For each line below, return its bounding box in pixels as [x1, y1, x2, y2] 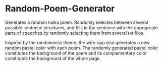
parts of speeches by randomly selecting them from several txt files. [5, 30, 145, 36]
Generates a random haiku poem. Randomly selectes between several [5, 19, 148, 25]
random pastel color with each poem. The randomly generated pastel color [5, 45, 159, 51]
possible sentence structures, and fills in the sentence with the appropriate [5, 24, 158, 30]
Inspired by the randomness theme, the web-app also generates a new [5, 39, 150, 45]
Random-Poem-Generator [5, 3, 115, 14]
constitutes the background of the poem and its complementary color [5, 50, 147, 56]
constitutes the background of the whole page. [5, 55, 101, 61]
